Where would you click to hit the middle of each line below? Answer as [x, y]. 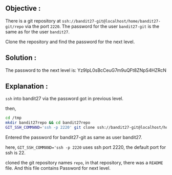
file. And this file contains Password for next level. [58, 168]
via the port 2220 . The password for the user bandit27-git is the [92, 26]
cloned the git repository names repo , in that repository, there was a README [84, 163]
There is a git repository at [33, 21]
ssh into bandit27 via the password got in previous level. [64, 99]
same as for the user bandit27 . [38, 32]
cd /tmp [14, 118]
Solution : [21, 58]
